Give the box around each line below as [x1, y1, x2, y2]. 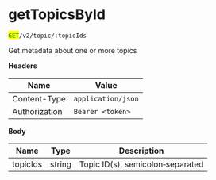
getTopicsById [8, 6, 106, 24]
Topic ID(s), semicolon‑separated [79, 159, 204, 170]
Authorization [12, 105, 63, 117]
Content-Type [12, 93, 66, 104]
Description [118, 145, 164, 156]
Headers [8, 61, 37, 71]
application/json [73, 94, 139, 103]
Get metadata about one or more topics [8, 45, 137, 55]
